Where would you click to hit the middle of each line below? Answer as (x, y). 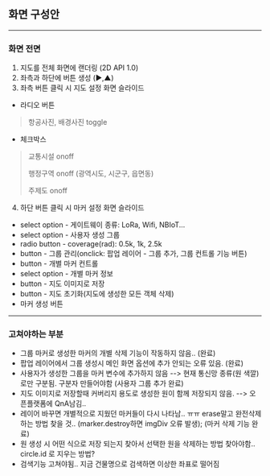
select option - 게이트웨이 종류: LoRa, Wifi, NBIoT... (102, 225)
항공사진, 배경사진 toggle (67, 122)
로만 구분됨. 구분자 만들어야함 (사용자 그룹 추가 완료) (102, 383)
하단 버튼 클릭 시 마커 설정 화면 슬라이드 (82, 208)
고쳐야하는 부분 (36, 334)
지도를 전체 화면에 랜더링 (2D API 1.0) (79, 68)
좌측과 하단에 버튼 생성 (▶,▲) (67, 78)
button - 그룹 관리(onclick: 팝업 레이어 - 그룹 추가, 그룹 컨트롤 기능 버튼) (133, 254)
